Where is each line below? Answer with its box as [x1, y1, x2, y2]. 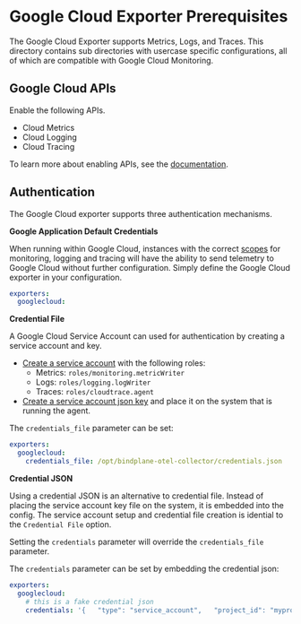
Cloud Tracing [21, 141, 75, 152]
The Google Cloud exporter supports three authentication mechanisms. [9, 208, 273, 219]
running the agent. [21, 405, 91, 416]
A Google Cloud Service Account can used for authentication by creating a [9, 331, 285, 342]
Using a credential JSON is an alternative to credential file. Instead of [9, 490, 264, 501]
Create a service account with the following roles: [21, 358, 206, 368]
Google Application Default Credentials [9, 226, 159, 237]
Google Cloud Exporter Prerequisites [9, 6, 288, 27]
